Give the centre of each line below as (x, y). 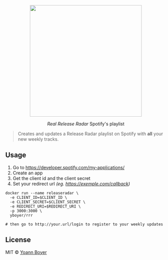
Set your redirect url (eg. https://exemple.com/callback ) (71, 184)
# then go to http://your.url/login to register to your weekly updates (84, 224)
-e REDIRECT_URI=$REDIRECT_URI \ (45, 206)
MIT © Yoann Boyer (26, 252)
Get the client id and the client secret (52, 178)
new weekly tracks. (38, 139)
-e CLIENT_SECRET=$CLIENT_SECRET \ (48, 202)
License (18, 240)
